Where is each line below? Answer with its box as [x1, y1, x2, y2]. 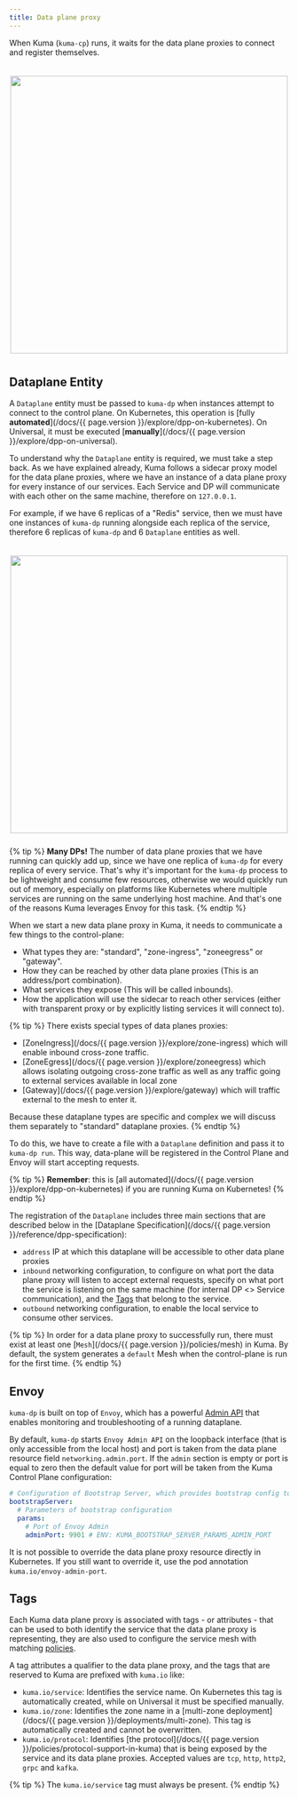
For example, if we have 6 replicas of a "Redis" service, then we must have [9, 508, 283, 519]
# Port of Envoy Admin [25, 1522, 109, 1531]
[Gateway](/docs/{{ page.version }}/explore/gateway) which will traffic [21, 1085, 281, 1095]
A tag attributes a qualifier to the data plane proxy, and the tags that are [9, 1660, 271, 1671]
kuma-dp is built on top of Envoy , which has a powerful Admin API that [9, 1407, 260, 1418]
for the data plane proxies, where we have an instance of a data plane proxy [9, 472, 287, 482]
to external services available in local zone [21, 1076, 177, 1087]
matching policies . [9, 1643, 76, 1653]
